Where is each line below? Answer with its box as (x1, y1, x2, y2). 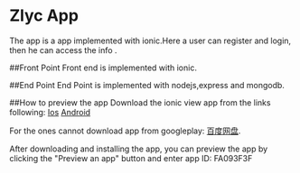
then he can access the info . (9, 44, 117, 55)
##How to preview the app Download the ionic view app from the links (9, 96, 271, 108)
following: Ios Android (9, 106, 91, 117)
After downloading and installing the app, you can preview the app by (9, 143, 268, 154)
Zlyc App (9, 5, 80, 26)
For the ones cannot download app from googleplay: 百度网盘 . (9, 125, 241, 136)
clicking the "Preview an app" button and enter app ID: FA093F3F (9, 152, 253, 163)
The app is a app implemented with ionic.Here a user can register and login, (9, 35, 292, 46)
